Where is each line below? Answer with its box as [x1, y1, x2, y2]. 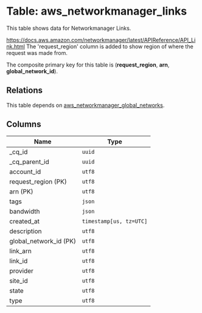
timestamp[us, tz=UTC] [82, 218, 148, 225]
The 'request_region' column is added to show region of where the [26, 43, 193, 50]
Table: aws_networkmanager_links [6, 4, 187, 18]
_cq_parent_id [9, 157, 50, 166]
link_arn [9, 246, 32, 255]
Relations [6, 85, 43, 96]
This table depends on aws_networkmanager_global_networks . [6, 101, 165, 109]
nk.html [6, 43, 26, 50]
